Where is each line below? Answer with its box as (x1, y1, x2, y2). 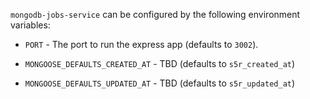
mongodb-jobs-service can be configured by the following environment (10, 9, 301, 20)
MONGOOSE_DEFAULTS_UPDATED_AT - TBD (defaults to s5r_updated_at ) (24, 77, 296, 89)
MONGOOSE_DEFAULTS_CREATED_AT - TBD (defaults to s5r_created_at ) (24, 58, 296, 69)
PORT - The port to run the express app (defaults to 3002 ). (24, 39, 259, 50)
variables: (10, 19, 51, 31)
